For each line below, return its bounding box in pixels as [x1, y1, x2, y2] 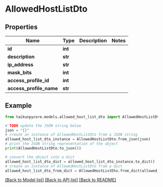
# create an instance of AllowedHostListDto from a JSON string [5, 132, 138, 137]
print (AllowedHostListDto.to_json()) [5, 146, 81, 151]
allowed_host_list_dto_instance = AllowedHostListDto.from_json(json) [5, 137, 151, 142]
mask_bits [7, 69, 32, 76]
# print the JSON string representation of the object [5, 141, 118, 147]
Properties [5, 23, 38, 31]
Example [5, 101, 32, 110]
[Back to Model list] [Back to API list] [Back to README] [5, 177, 116, 183]
